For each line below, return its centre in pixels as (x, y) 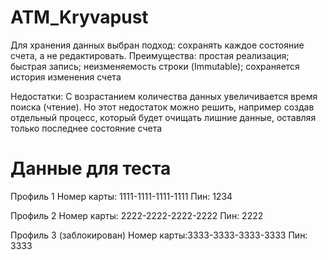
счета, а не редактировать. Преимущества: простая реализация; (150, 55)
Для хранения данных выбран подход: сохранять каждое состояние (157, 45)
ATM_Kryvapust (79, 17)
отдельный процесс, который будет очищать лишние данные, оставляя (163, 117)
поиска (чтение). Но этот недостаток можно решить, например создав (162, 107)
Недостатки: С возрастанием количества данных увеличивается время (164, 96)
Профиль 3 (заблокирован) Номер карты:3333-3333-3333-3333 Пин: (159, 235)
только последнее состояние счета (86, 128)
